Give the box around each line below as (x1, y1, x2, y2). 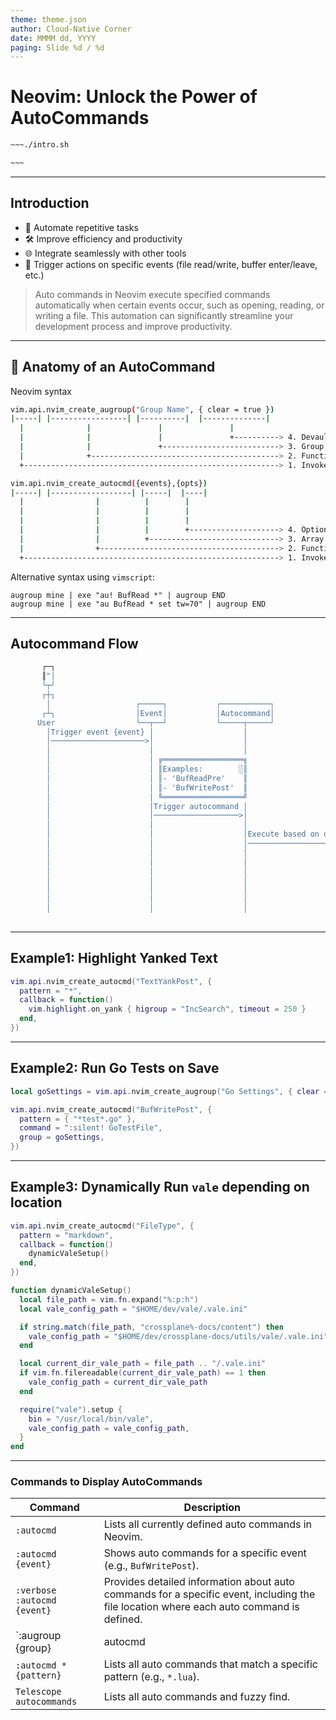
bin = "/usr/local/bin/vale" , (28, 1414, 155, 1424)
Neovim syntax (10, 385, 72, 397)
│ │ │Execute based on (46, 829, 320, 840)
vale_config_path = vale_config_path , (28, 1423, 190, 1433)
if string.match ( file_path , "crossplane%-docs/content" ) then (19, 1322, 284, 1332)
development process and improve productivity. (34, 320, 233, 332)
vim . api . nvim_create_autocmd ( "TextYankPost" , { (10, 976, 213, 986)
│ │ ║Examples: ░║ (46, 764, 248, 774)
